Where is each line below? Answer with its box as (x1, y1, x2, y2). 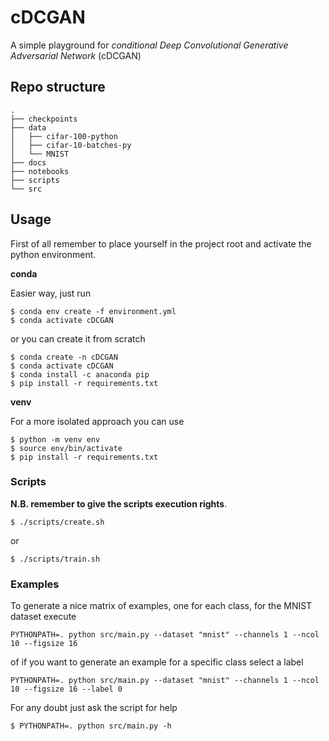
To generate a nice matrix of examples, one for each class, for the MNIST (10, 600, 313, 612)
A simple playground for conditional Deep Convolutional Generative (10, 39, 289, 51)
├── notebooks (10, 166, 70, 176)
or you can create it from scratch (10, 332, 146, 345)
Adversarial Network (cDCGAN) (10, 49, 142, 61)
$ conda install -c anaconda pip (10, 369, 150, 380)
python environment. (10, 248, 97, 260)
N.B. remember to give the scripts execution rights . (10, 497, 228, 510)
